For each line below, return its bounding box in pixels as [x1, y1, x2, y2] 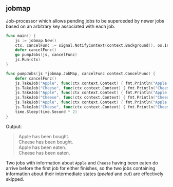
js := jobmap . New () [15, 38, 57, 43]
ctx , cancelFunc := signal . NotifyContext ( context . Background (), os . [15, 43, 165, 48]
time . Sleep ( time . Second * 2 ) [15, 109, 78, 115]
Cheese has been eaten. [18, 149, 70, 156]
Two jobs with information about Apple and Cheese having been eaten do [6, 159, 158, 166]
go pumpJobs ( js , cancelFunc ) [15, 52, 78, 58]
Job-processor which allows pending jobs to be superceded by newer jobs [6, 17, 165, 24]
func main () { [6, 33, 36, 38]
